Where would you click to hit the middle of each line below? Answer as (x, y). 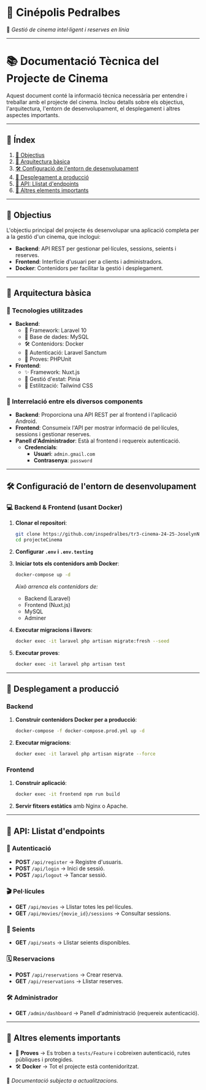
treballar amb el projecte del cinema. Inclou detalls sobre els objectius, (96, 102)
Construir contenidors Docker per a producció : (76, 720)
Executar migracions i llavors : (54, 630)
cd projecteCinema (39, 540)
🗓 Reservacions (31, 959)
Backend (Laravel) (47, 598)
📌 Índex (21, 140)
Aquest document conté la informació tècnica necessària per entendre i (97, 95)
